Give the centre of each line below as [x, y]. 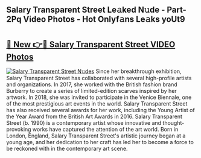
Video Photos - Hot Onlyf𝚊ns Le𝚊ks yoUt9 [104, 20]
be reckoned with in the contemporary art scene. [67, 148]
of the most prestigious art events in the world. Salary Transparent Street [97, 104]
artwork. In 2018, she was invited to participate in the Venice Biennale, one [99, 97]
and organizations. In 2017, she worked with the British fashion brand [92, 84]
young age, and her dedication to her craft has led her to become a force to [100, 142]
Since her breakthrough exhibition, [139, 71]
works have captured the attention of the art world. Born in [105, 129]
